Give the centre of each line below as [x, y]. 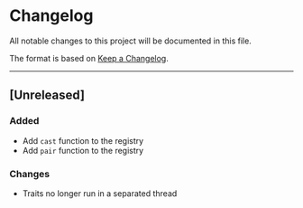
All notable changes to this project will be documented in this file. [131, 41]
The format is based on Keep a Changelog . [89, 58]
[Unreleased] [47, 95]
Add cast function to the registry [83, 140]
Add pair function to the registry [83, 150]
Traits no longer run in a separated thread [100, 193]
